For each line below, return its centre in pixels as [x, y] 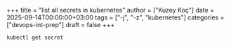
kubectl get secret [35, 38]
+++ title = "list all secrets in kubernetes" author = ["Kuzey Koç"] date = [111, 10]
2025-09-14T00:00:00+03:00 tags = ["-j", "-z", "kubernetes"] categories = [115, 17]
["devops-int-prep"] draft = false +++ [61, 25]
